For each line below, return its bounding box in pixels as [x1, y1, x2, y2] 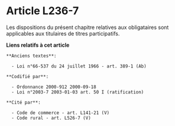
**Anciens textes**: [6, 53, 57, 59]
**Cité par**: [6, 99, 41, 105]
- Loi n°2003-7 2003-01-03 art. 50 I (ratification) [11, 89, 144, 95]
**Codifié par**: [6, 73, 49, 79]
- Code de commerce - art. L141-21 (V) [11, 109, 110, 116]
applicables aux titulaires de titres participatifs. [6, 30, 120, 37]
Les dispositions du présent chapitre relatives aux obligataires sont [6, 24, 169, 31]
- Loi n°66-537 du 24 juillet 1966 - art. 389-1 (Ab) [11, 63, 147, 69]
